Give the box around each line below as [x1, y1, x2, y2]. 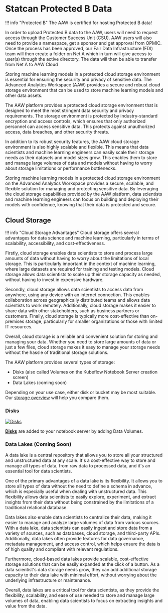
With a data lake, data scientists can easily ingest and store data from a [5, 525, 152, 531]
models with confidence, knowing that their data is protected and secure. [5, 201, 156, 207]
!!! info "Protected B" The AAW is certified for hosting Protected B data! [5, 20, 152, 26]
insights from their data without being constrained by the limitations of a [5, 499, 154, 505]
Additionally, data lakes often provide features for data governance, [5, 536, 144, 542]
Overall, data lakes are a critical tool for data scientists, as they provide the [5, 587, 159, 593]
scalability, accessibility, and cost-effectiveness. [5, 240, 105, 246]
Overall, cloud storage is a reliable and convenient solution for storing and [5, 333, 158, 339]
